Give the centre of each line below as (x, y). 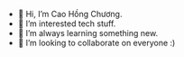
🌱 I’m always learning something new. (88, 33)
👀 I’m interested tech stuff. (67, 24)
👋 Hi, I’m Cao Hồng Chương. (70, 14)
